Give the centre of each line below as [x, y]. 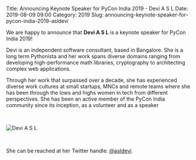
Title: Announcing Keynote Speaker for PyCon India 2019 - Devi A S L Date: [97, 9]
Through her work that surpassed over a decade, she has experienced [92, 80]
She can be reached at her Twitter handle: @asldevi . [70, 151]
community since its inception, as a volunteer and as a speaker [82, 105]
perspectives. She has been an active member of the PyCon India [86, 99]
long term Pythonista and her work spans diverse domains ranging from [93, 56]
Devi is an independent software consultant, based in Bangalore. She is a [95, 50]
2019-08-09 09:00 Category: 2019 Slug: [55, 15]
